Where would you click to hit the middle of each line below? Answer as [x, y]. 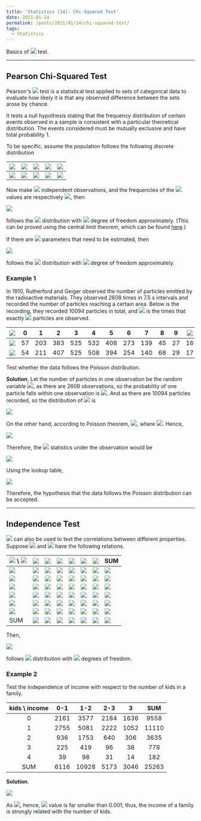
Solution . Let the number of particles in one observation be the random [94, 379]
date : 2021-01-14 [28, 17]
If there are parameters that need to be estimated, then [78, 239]
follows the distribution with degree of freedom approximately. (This [98, 220]
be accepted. [22, 499]
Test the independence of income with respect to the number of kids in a [96, 687]
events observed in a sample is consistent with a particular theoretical [92, 122]
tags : [13, 28]
